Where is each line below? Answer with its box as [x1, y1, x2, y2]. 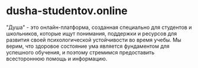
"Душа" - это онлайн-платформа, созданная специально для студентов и [6, 24, 192, 31]
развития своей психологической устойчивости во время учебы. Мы [6, 36, 181, 43]
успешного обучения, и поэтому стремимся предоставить [6, 48, 155, 56]
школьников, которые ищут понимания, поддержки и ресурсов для [6, 30, 177, 37]
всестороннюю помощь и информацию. [6, 55, 108, 62]
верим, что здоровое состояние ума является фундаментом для [6, 43, 170, 50]
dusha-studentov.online [6, 4, 128, 18]
